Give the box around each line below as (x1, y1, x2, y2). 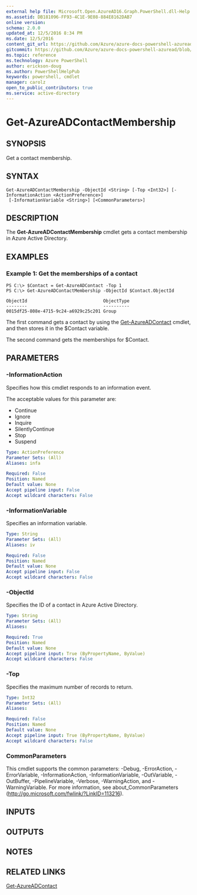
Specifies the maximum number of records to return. (6, 683, 133, 690)
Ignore (14, 413, 31, 420)
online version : (6, 19, 46, 25)
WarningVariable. (6, 784, 48, 791)
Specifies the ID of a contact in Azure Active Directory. (6, 601, 138, 608)
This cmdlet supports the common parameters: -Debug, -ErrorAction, (6, 765, 174, 772)
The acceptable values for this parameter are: (6, 395, 117, 402)
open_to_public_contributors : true (6, 85, 93, 91)
